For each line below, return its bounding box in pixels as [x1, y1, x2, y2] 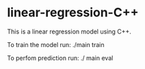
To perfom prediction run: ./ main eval [7, 53, 114, 62]
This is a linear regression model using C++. [7, 27, 132, 36]
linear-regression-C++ [7, 5, 139, 20]
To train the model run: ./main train [7, 40, 105, 49]
